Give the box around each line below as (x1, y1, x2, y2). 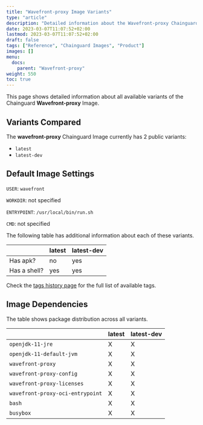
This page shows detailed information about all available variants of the (6, 93, 184, 100)
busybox (9, 409, 31, 417)
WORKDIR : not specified (6, 196, 62, 203)
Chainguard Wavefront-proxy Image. (6, 99, 100, 107)
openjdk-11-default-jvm (9, 351, 78, 357)
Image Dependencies (6, 299, 88, 309)
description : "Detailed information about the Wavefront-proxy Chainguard (6, 20, 199, 26)
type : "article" (6, 15, 47, 21)
